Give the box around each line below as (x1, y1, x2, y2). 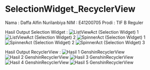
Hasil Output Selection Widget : (5, 29, 68, 35)
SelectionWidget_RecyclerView (5, 3, 135, 15)
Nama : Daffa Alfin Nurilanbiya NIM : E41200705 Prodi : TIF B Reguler (5, 20, 144, 25)
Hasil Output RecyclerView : (5, 49, 61, 55)
